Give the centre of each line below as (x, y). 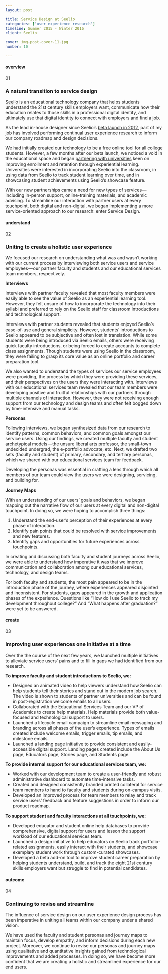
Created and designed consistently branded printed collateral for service (88, 785)
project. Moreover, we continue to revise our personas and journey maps (80, 945)
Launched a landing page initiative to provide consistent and (75, 744)
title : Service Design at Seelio (40, 19)
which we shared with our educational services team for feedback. (74, 460)
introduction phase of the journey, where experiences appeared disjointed (82, 587)
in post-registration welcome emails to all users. (62, 701)
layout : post (19, 10)
